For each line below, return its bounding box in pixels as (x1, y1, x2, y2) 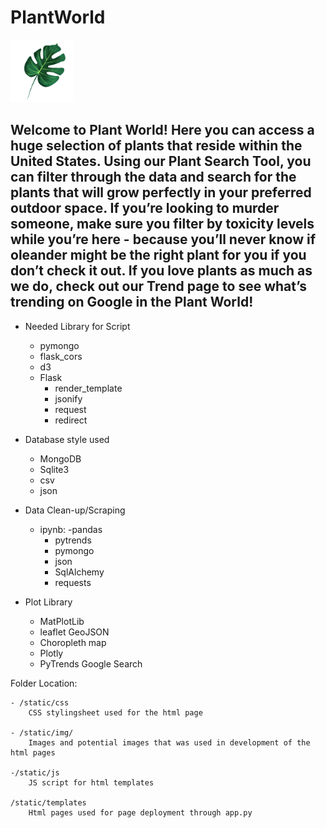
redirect (54, 414, 88, 426)
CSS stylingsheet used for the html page (28, 707, 203, 718)
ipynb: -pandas (39, 523, 103, 535)
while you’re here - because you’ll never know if (10, 231, 317, 248)
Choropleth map (39, 636, 107, 648)
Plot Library (24, 596, 73, 608)
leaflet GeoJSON (39, 626, 110, 638)
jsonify (54, 392, 83, 405)
